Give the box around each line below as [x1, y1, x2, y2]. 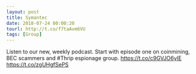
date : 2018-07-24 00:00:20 [6, 20, 75, 26]
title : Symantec [6, 15, 47, 21]
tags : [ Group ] [6, 32, 43, 38]
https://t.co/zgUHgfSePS [6, 61, 69, 69]
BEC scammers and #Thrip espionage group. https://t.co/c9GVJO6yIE [6, 55, 182, 62]
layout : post [6, 8, 40, 15]
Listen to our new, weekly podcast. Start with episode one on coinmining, [6, 48, 191, 55]
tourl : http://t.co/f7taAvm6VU [6, 25, 86, 32]
